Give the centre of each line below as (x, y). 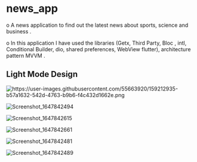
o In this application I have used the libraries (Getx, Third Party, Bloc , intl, (96, 43)
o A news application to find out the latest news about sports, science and (97, 25)
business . (19, 31)
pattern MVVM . (26, 55)
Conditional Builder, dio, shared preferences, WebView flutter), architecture (98, 49)
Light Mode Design (42, 74)
